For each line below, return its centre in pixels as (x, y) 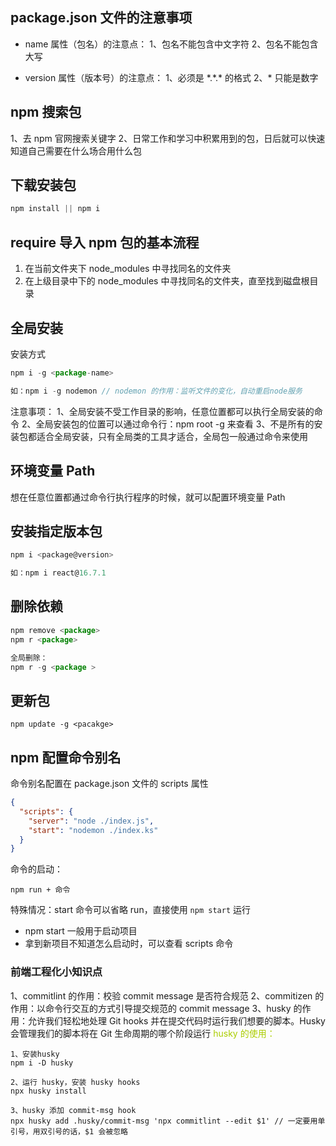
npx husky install (48, 1091)
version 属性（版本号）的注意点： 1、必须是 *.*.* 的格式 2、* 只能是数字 (171, 77)
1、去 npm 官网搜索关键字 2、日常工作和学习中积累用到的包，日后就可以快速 (168, 138)
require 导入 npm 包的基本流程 (105, 242)
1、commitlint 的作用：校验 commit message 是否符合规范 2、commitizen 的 (167, 995)
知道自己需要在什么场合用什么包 (76, 150)
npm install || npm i (55, 209)
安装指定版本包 (56, 531)
